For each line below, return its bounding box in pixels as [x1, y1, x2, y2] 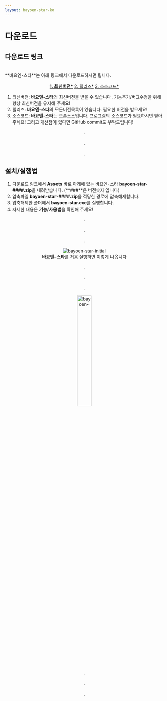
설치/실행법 [5, 167, 38, 175]
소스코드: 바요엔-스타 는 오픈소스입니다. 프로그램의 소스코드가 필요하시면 [12, 112, 153, 119]
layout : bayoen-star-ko [5, 7, 55, 13]
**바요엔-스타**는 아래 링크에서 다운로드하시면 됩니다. [5, 72, 112, 78]
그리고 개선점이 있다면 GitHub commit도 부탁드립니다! [27, 119, 134, 125]
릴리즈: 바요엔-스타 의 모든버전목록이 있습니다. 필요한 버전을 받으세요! [12, 106, 148, 112]
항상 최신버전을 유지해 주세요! [12, 100, 71, 106]
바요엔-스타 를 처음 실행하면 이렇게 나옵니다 [42, 254, 127, 260]
